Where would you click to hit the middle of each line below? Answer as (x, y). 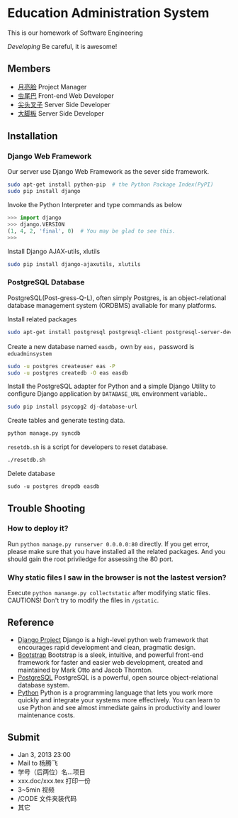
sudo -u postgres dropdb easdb (53, 487)
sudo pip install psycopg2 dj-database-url (73, 407)
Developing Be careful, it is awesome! (62, 46)
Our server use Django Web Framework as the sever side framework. (108, 172)
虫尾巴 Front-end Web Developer (66, 95)
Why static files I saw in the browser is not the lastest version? (117, 577)
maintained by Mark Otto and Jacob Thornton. (85, 670)
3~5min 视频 (36, 790)
